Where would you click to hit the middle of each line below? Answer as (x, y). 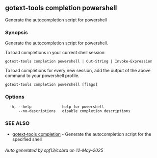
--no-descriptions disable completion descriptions (74, 111)
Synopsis (16, 32)
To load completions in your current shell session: (55, 53)
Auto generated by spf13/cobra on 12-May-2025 (54, 150)
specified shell (27, 139)
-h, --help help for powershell (57, 107)
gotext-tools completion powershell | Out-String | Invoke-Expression (79, 61)
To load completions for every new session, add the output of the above (78, 71)
